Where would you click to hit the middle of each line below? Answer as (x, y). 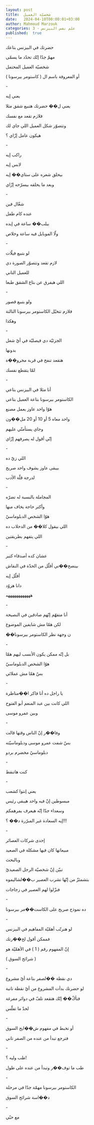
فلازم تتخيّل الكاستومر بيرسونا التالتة (39, 311)
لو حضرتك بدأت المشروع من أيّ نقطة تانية (45, 988)
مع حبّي (12, 1117)
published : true (24, 33)
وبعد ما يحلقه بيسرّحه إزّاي (30, 184)
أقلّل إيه (13, 576)
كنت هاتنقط (16, 772)
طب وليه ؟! (16, 1058)
